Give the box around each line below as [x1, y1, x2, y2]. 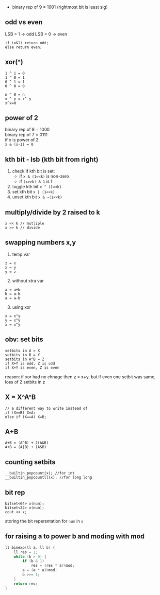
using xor [12, 304, 31, 310]
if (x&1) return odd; [5, 40, 49, 45]
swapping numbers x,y [5, 238, 76, 247]
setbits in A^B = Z [5, 357, 45, 362]
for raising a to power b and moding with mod [5, 532, 144, 541]
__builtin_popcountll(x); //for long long [5, 475, 92, 480]
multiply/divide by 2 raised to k [5, 208, 100, 216]
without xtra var [12, 278, 44, 283]
